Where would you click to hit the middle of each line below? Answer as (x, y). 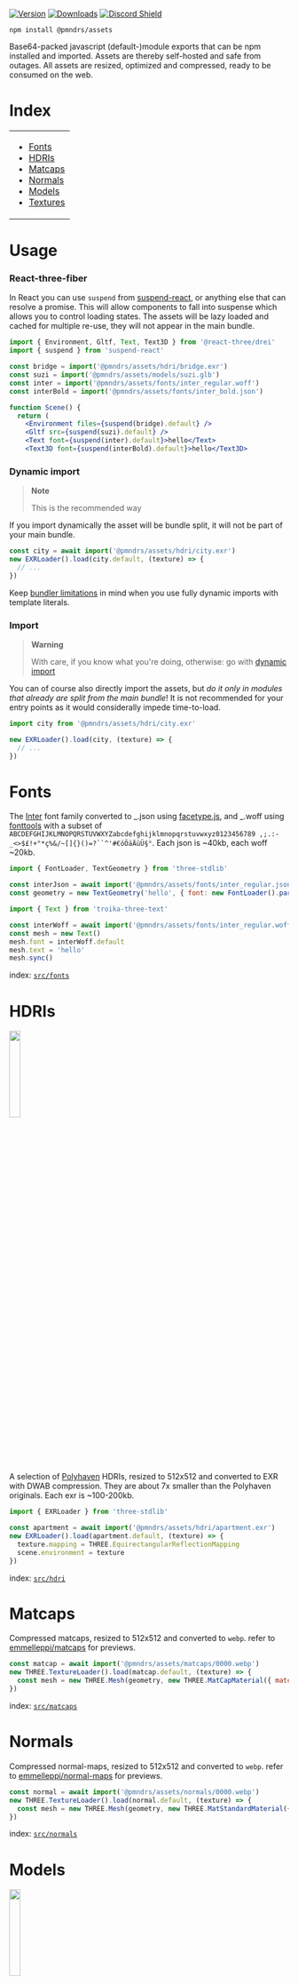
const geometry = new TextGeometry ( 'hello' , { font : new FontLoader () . (144, 893)
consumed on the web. (51, 75)
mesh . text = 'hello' (47, 950)
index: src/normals (43, 1834)
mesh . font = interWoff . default (67, 942)
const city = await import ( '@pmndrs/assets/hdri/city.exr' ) (123, 551)
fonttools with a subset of (56, 825)
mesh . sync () (31, 958)
